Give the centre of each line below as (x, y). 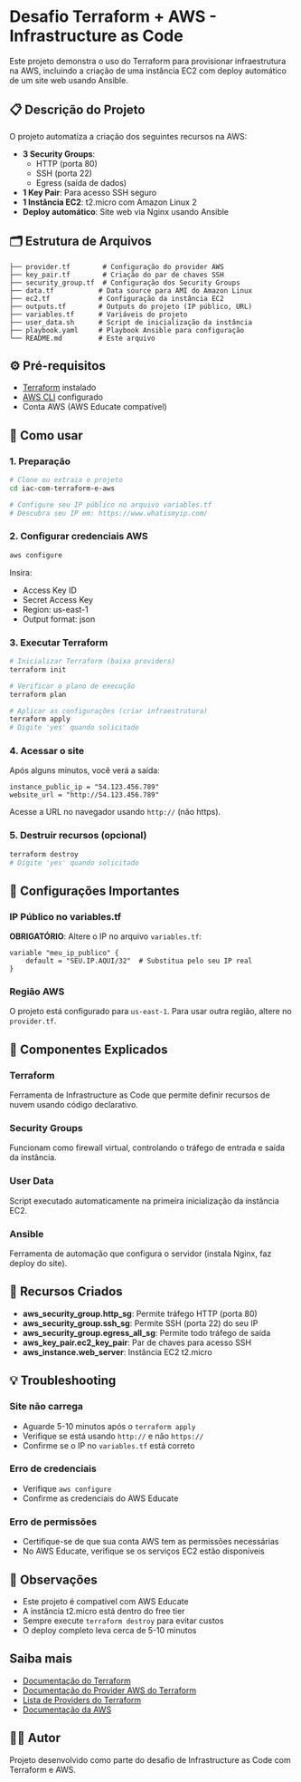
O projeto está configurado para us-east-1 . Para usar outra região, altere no (150, 1012)
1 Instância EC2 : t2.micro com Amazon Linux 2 (109, 202)
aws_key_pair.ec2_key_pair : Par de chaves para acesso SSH (136, 1342)
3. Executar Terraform (59, 643)
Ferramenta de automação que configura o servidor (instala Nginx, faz (141, 1254)
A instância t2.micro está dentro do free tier (103, 1611)
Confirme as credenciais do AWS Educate (100, 1498)
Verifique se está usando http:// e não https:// (113, 1436)
